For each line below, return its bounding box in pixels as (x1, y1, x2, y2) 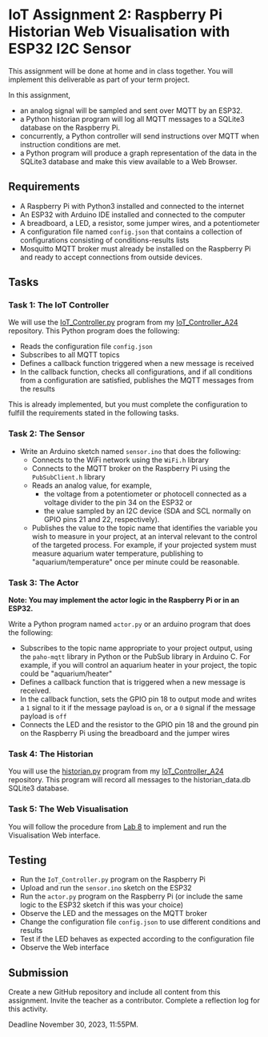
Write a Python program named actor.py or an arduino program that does (8, 619, 251, 629)
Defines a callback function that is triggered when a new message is (19, 677, 246, 687)
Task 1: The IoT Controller (8, 299, 110, 311)
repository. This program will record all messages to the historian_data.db (8, 775, 250, 785)
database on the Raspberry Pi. (19, 123, 121, 132)
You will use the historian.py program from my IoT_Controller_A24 (8, 766, 224, 776)
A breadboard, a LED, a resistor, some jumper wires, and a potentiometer (19, 218, 260, 227)
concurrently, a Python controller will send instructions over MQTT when (19, 131, 260, 141)
